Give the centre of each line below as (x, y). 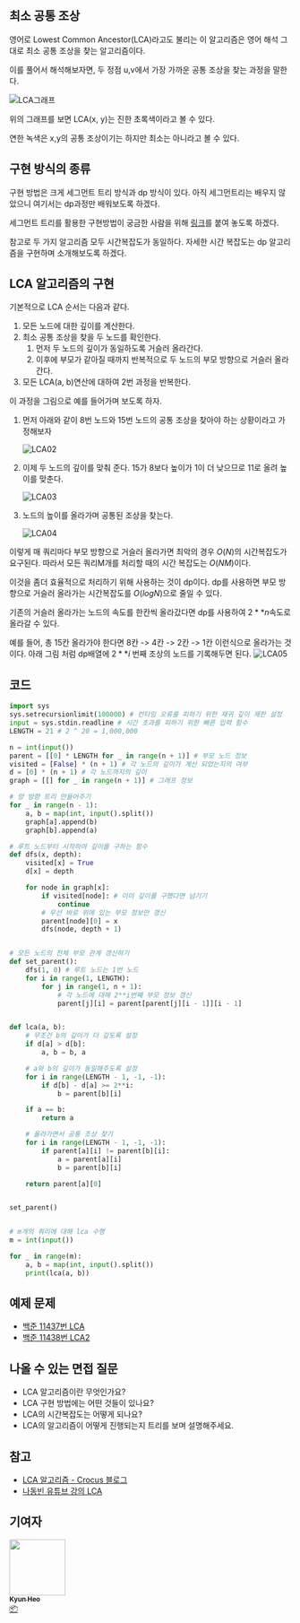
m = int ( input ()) (42, 1240)
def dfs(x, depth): (46, 855)
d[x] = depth (50, 872)
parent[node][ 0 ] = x (80, 921)
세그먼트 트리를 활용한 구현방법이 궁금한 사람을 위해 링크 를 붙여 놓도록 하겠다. (144, 222)
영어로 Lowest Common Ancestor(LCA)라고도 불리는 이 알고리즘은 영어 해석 (144, 39)
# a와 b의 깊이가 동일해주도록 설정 (81, 1068)
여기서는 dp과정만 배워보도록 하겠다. (96, 204)
